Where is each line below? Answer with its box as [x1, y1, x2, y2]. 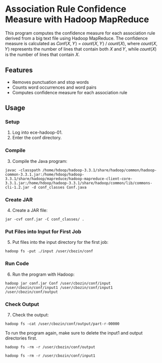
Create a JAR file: [12, 207, 48, 213]
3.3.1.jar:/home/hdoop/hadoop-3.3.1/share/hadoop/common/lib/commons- [5, 181, 153, 185]
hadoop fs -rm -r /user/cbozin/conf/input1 [5, 353, 96, 358]
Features [5, 66, 33, 75]
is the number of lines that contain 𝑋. [5, 52, 80, 57]
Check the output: [12, 311, 49, 317]
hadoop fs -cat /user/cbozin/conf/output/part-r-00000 [5, 321, 120, 326]
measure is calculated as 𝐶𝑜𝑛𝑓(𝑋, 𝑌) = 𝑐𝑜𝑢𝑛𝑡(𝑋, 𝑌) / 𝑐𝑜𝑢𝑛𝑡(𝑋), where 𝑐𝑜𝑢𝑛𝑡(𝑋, [5, 40, 158, 46]
